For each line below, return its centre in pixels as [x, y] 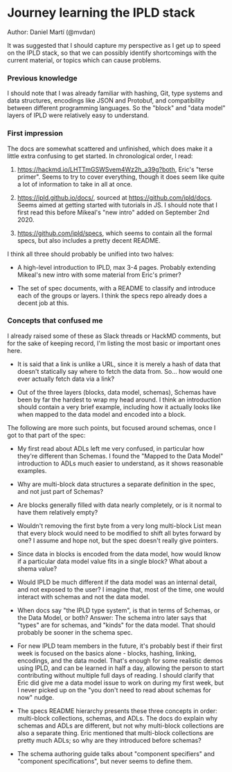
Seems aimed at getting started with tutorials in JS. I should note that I [117, 205]
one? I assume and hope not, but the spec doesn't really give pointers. [118, 540]
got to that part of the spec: [46, 435]
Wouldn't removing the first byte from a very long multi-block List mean [119, 526]
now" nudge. [36, 697]
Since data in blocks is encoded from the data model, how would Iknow [119, 554]
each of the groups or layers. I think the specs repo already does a [112, 295]
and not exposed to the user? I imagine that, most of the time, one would [121, 589]
